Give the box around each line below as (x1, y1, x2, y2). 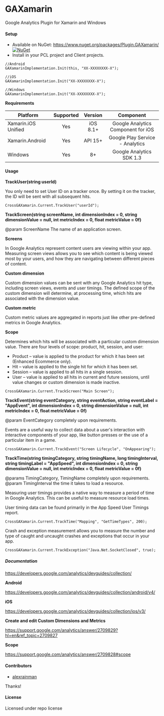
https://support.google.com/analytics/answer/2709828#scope (5, 651, 131, 657)
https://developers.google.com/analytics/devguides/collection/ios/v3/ (5, 608, 146, 614)
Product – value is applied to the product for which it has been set (12, 354, 145, 359)
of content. (5, 261, 27, 267)
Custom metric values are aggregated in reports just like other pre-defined (5, 314, 155, 320)
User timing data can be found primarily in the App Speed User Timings (5, 504, 149, 510)
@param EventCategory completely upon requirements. (5, 417, 117, 423)
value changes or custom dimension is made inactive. (12, 380, 121, 385)
